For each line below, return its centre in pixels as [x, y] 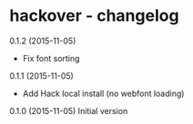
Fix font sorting [51, 58]
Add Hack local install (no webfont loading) [103, 93]
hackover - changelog [94, 16]
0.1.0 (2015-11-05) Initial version [69, 110]
